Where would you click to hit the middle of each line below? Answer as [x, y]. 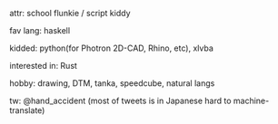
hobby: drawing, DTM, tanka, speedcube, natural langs [112, 83]
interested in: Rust [43, 66]
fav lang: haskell [40, 30]
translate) [27, 110]
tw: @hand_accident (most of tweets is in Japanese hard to [120, 100]
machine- [251, 100]
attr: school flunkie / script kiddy [70, 13]
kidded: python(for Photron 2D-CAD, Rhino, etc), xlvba [111, 48]
